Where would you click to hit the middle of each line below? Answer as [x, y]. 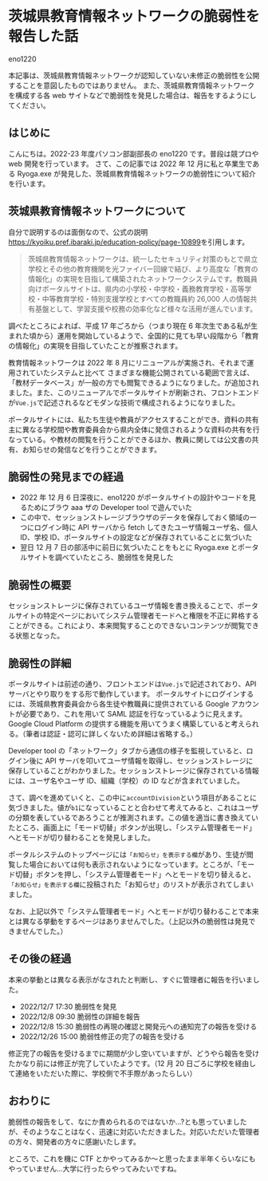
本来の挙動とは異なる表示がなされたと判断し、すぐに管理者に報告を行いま [130, 979]
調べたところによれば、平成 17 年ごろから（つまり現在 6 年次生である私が [130, 326]
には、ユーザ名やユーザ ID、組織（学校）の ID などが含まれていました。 [126, 780]
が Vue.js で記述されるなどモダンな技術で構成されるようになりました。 [124, 402]
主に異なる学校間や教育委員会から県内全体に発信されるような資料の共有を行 [134, 429]
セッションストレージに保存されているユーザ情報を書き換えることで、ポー [130, 606]
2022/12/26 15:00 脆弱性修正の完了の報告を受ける [102, 1036]
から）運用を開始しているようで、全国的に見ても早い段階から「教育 [147, 335]
